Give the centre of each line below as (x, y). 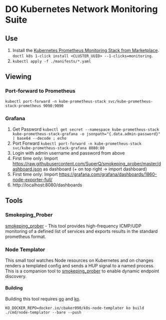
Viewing (18, 77)
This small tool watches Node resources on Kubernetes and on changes (79, 260)
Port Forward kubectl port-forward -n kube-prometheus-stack (77, 143)
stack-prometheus (23, 106)
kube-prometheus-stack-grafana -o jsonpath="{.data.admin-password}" (86, 134)
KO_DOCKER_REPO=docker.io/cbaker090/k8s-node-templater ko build (74, 308)
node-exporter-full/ (32, 179)
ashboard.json (27, 169)
